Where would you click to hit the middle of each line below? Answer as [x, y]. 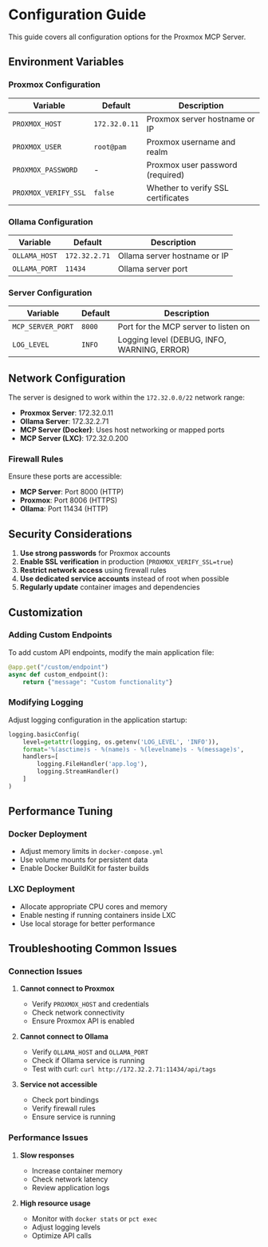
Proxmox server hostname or [201, 119]
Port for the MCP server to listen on [184, 327]
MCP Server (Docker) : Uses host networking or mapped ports [122, 430]
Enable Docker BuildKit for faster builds [84, 868]
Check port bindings [65, 1100]
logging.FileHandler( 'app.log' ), [93, 764]
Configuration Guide [77, 15]
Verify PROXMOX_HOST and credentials [90, 1004]
